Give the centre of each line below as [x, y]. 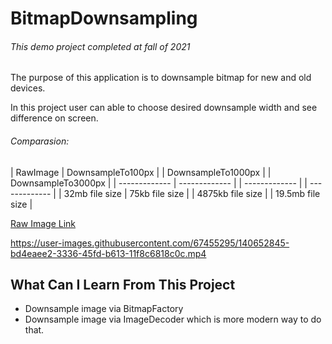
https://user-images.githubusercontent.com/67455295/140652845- [150, 243]
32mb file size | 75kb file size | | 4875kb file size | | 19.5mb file [192, 193]
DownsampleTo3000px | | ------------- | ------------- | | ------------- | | [159, 183]
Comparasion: [40, 141]
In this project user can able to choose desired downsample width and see [164, 108]
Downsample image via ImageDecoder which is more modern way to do [173, 319]
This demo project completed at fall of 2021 [100, 46]
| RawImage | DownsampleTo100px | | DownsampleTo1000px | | [141, 172]
